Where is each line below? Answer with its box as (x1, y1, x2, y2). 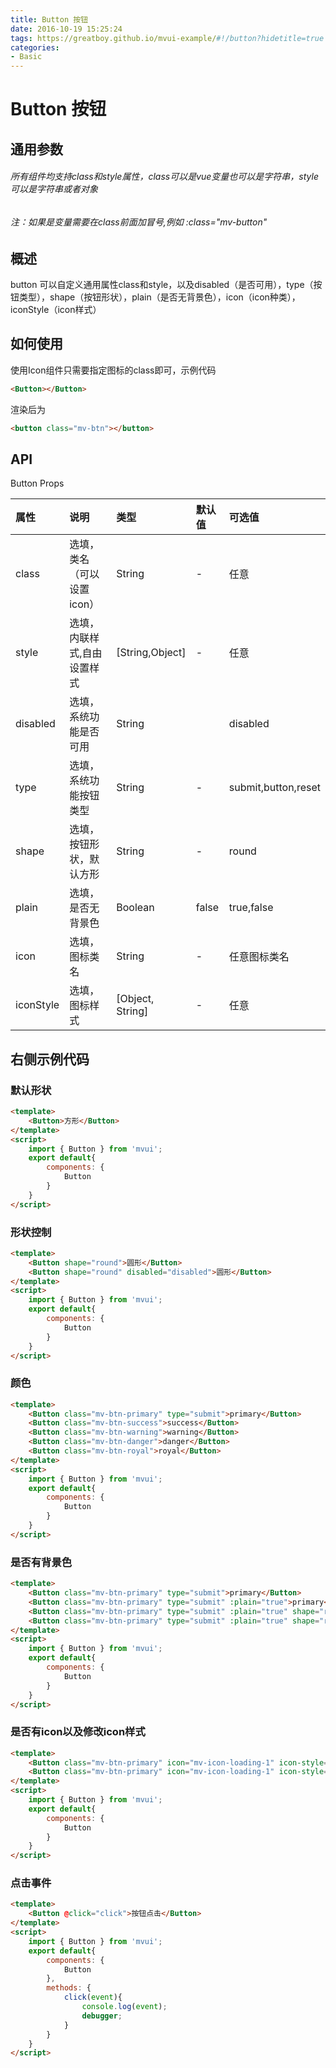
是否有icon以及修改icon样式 (10, 1725, 146, 1739)
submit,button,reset (228, 781, 321, 795)
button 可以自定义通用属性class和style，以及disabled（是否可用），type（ (10, 278, 314, 290)
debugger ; (81, 2011, 123, 2021)
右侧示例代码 (10, 1051, 90, 1068)
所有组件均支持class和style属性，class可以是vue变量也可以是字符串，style (10, 171, 319, 183)
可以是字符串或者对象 (10, 183, 98, 195)
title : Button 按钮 (10, 14, 89, 25)
